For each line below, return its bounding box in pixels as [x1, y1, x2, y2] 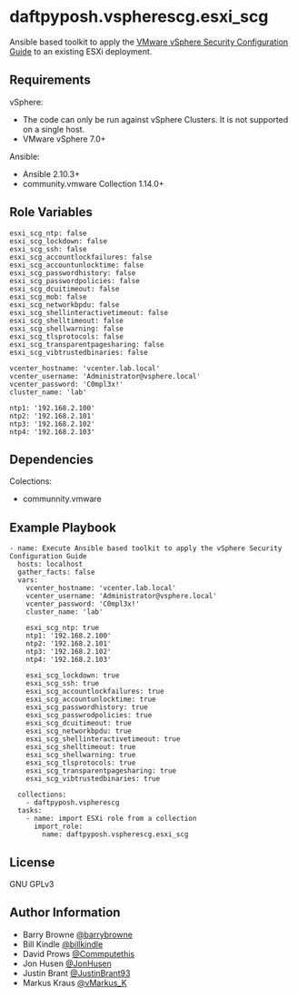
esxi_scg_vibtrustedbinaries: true [25, 775, 161, 784]
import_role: [33, 822, 84, 832]
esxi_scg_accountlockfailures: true [25, 687, 165, 696]
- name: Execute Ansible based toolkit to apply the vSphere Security [9, 544, 283, 553]
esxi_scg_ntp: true [25, 624, 100, 633]
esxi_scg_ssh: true [25, 679, 100, 688]
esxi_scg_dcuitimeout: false [9, 284, 120, 293]
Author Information [9, 905, 121, 921]
